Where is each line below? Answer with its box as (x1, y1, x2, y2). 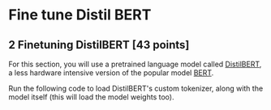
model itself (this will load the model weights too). (8, 92, 174, 102)
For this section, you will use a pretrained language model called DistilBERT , (8, 59, 262, 69)
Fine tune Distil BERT (8, 6, 152, 24)
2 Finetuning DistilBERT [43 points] (8, 38, 190, 52)
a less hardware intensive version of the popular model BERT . (8, 68, 214, 78)
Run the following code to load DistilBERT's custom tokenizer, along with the (8, 83, 264, 93)
